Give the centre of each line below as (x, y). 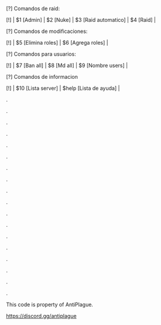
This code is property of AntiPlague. (50, 304)
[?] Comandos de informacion (42, 77)
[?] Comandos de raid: (33, 9)
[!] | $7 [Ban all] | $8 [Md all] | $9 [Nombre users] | (67, 65)
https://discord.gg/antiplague (42, 316)
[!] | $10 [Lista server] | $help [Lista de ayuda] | (63, 88)
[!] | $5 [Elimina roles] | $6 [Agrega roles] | (57, 43)
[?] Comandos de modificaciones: (47, 31)
